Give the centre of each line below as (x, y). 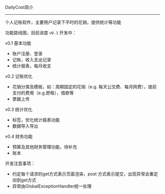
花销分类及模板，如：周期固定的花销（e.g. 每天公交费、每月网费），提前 (84, 87)
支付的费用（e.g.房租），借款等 (43, 93)
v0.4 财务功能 (19, 136)
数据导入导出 (25, 126)
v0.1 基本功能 (18, 43)
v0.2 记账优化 (19, 76)
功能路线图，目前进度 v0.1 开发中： (41, 33)
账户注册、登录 (27, 54)
